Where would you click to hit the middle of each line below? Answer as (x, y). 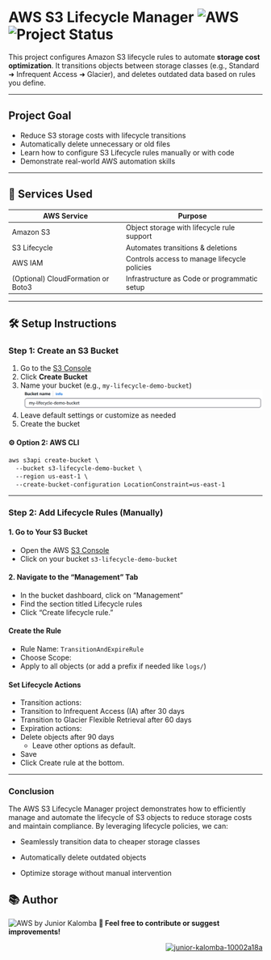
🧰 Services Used (50, 194)
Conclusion (31, 792)
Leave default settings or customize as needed (98, 415)
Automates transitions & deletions (182, 248)
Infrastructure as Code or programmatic (192, 278)
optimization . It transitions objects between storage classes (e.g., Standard (134, 66)
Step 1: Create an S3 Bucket (64, 350)
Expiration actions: (51, 728)
